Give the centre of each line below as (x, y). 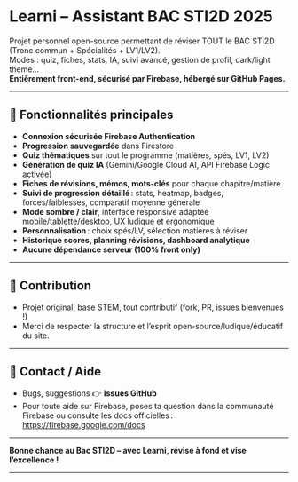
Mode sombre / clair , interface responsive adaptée (115, 211)
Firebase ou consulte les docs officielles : (98, 415)
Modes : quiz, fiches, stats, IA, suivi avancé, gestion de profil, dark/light (140, 59)
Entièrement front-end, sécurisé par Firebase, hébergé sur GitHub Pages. (147, 78)
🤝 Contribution (50, 286)
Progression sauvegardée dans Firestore (98, 146)
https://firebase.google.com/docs (83, 425)
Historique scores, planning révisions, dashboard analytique (136, 240)
